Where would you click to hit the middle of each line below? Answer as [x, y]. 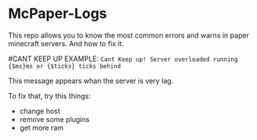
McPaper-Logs [58, 14]
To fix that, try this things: [50, 95]
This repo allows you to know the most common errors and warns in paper [129, 35]
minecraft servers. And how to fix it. [66, 43]
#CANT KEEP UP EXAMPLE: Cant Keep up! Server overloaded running [123, 59]
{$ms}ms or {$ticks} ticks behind [65, 66]
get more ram [42, 127]
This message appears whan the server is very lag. [91, 81]
